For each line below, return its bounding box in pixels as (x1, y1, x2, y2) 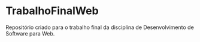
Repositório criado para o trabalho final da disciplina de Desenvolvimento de (5, 24, 194, 31)
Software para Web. (5, 30, 55, 37)
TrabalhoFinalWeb (5, 4, 99, 18)
